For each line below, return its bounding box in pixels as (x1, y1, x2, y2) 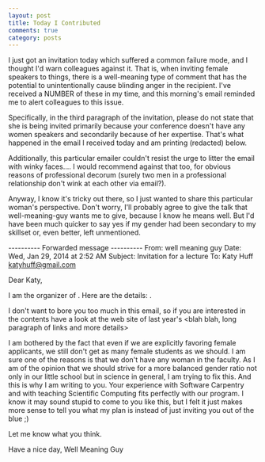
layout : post (8, 11, 51, 20)
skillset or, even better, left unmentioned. (8, 227, 141, 238)
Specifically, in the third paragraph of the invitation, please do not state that (8, 113, 255, 123)
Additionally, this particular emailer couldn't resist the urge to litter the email (8, 154, 255, 163)
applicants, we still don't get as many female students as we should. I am (8, 346, 246, 357)
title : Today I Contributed (8, 19, 101, 27)
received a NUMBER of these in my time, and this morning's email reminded (8, 89, 256, 99)
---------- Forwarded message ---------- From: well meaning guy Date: (8, 243, 242, 253)
